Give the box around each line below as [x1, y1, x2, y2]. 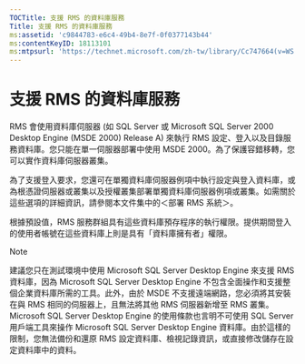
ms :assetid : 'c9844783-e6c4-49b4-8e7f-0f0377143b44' [9, 30, 213, 39]
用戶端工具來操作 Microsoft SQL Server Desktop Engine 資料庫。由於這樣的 [9, 322, 291, 333]
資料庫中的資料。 [16, 345, 82, 356]
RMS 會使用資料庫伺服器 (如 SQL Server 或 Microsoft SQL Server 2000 [9, 121, 274, 132]
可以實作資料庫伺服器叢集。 [9, 156, 113, 167]
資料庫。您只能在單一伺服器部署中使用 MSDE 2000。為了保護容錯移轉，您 [16, 144, 296, 155]
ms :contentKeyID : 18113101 [9, 38, 112, 48]
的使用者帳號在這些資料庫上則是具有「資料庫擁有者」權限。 [9, 228, 232, 239]
